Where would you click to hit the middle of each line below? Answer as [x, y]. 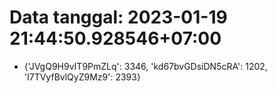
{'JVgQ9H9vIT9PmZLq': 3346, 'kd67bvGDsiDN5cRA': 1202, [145, 66]
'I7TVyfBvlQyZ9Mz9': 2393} [82, 77]
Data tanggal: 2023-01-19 [118, 17]
